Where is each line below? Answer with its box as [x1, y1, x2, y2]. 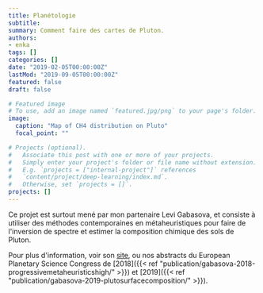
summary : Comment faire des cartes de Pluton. [8, 26, 165, 34]
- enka [8, 41, 30, 49]
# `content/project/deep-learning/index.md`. [8, 173, 169, 181]
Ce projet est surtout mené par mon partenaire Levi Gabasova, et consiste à [8, 210, 256, 219]
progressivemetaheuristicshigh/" [8, 267, 116, 276]
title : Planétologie [8, 11, 77, 20]
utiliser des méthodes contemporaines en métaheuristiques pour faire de [8, 218, 246, 227]
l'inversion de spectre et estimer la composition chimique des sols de [8, 226, 234, 236]
